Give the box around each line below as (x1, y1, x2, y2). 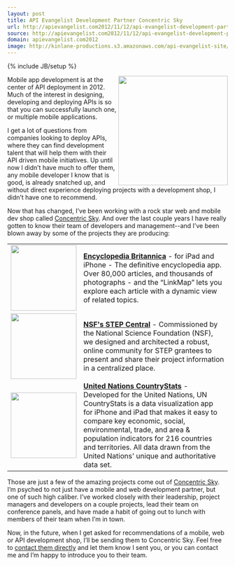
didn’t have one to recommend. (7, 193, 98, 201)
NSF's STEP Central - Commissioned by (83, 320, 218, 329)
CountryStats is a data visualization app (83, 399, 213, 408)
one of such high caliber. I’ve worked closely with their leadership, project (7, 493, 220, 501)
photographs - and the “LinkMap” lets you (83, 278, 222, 287)
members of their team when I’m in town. (7, 515, 126, 523)
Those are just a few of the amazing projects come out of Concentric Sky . (7, 478, 220, 486)
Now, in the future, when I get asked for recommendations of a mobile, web (7, 529, 225, 537)
